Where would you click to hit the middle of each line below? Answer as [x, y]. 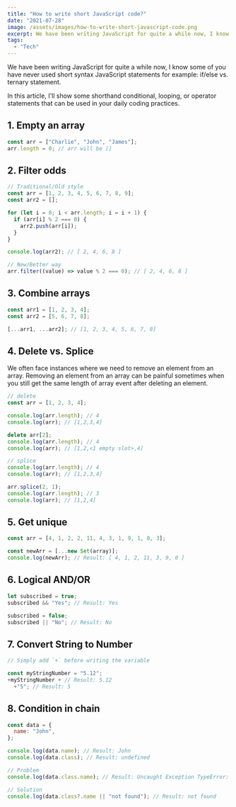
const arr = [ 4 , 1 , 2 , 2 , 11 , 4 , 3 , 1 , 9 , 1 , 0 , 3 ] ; [87, 538]
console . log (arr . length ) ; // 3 [53, 493]
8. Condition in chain [54, 709]
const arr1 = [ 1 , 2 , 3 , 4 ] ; [49, 310]
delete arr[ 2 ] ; [30, 435]
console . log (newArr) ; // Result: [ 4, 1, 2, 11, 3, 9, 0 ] [96, 558]
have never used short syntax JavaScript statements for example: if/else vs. [118, 74]
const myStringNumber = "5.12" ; [55, 674]
